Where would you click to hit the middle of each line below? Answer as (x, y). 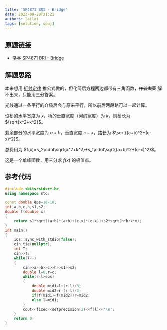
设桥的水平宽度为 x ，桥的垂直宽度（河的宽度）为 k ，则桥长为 (68, 116)
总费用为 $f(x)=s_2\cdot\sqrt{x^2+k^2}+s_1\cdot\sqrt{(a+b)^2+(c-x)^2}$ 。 (82, 149)
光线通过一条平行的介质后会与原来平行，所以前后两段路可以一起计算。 (77, 105)
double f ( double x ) (25, 212)
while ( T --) (25, 258)
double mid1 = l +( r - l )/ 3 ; (56, 286)
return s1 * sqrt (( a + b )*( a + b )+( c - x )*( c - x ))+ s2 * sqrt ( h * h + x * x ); (78, 221)
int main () (16, 230)
